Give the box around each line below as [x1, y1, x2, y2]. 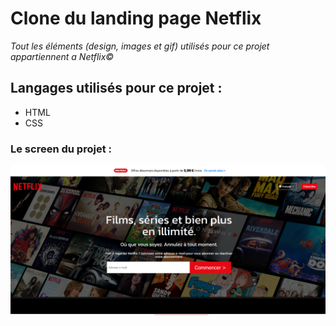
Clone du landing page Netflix [10, 7, 262, 30]
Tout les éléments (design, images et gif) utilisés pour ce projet [10, 40, 270, 52]
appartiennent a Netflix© [10, 50, 115, 62]
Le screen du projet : [10, 142, 112, 156]
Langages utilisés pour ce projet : [10, 80, 223, 97]
